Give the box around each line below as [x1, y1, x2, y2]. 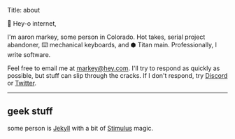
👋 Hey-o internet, [7, 19, 57, 27]
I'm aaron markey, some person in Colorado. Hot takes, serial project [7, 33, 206, 41]
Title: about [7, 6, 41, 14]
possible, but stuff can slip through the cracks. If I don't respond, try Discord [7, 72, 228, 79]
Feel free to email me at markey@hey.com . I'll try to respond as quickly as [7, 64, 220, 72]
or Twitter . [7, 79, 37, 87]
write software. [7, 51, 51, 58]
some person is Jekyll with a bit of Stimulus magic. [7, 124, 154, 132]
